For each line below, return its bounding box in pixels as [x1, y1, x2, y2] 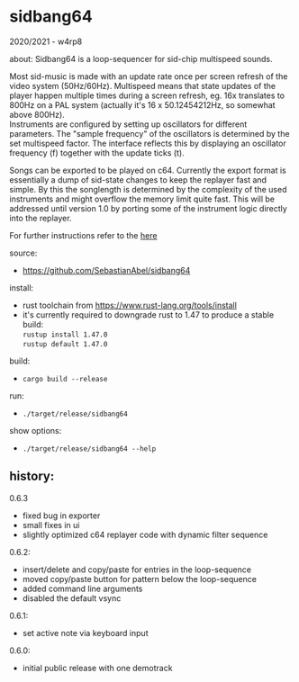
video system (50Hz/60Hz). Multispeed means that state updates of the [9, 80, 276, 91]
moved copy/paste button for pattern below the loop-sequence [22, 573, 257, 584]
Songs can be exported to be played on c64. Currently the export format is [9, 165, 286, 175]
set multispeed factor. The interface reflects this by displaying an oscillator [9, 138, 286, 148]
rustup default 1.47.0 [22, 339, 108, 348]
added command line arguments [22, 583, 143, 594]
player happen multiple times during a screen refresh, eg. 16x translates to [9, 90, 285, 101]
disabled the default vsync [22, 592, 122, 604]
